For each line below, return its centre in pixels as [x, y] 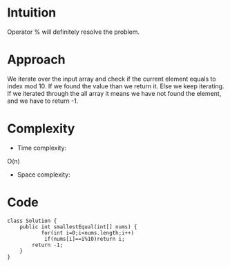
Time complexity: [42, 148]
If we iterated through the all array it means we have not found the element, [114, 93]
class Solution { [32, 221]
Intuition [32, 13]
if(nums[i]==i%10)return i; [85, 239]
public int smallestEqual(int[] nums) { [78, 227]
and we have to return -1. [43, 101]
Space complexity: [44, 175]
